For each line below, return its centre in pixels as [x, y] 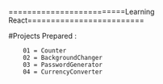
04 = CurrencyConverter [63, 72]
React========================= [77, 20]
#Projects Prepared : [43, 36]
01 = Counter [45, 51]
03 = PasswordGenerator [63, 65]
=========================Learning [81, 12]
